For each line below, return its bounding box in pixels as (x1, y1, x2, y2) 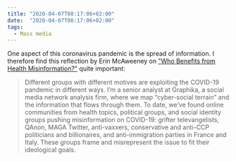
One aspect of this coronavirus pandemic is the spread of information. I (7, 49, 215, 58)
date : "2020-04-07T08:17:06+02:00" (7, 17, 115, 24)
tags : (7, 23, 23, 30)
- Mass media (13, 30, 52, 37)
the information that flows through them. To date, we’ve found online (24, 100, 224, 109)
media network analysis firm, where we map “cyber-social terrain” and (24, 93, 230, 102)
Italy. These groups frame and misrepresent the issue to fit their (24, 138, 210, 147)
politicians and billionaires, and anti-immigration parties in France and (24, 131, 227, 139)
